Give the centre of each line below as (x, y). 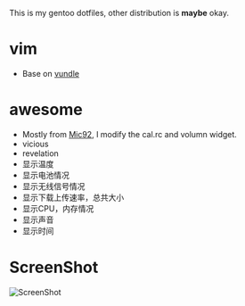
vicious (35, 144)
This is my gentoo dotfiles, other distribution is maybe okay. (119, 13)
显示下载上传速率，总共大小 (73, 197)
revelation (41, 153)
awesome (46, 110)
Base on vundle (51, 73)
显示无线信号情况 (53, 186)
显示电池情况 (45, 175)
